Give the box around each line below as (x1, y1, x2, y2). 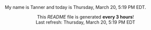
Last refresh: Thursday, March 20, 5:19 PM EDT (35, 19, 136, 25)
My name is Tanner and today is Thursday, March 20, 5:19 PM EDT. (5, 4, 146, 10)
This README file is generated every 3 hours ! (37, 14, 134, 19)
